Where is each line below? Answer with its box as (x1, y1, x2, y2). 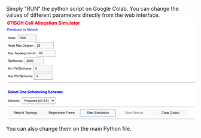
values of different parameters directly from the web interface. (6, 11, 160, 19)
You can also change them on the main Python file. (6, 125, 132, 133)
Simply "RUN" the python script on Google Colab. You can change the (6, 5, 179, 12)
